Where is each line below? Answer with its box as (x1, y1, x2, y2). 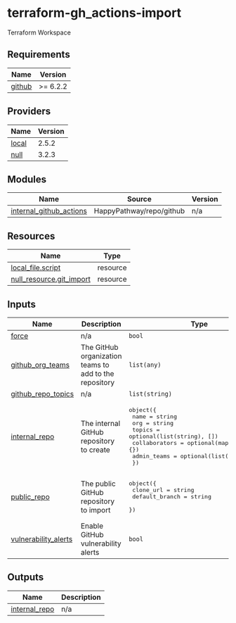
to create (80, 445, 110, 455)
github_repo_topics (11, 389, 74, 398)
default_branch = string (132, 493, 212, 501)
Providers (7, 106, 51, 118)
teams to (80, 360, 110, 370)
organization (80, 351, 122, 360)
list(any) (129, 361, 162, 369)
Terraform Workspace (7, 28, 72, 37)
